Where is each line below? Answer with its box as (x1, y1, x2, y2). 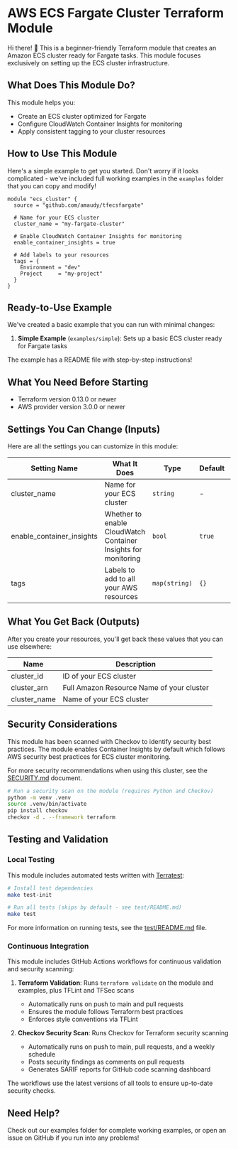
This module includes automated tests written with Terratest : (7, 870, 185, 879)
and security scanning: (7, 965, 74, 973)
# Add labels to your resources (13, 251, 110, 259)
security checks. (7, 1086, 56, 1095)
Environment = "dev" (20, 264, 81, 271)
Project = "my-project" (20, 270, 103, 277)
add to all (104, 574, 136, 583)
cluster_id (11, 671, 44, 681)
